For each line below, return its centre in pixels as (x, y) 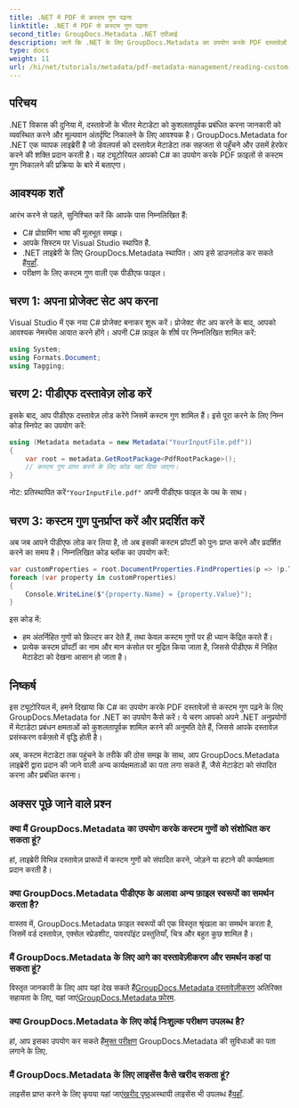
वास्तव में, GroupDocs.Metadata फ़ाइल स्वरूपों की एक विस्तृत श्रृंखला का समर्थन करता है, (141, 924)
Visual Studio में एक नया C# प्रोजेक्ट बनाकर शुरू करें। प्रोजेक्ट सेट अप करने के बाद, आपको (142, 322)
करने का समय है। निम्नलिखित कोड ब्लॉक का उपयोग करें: (89, 552)
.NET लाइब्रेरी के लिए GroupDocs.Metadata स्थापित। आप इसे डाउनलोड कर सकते (148, 253)
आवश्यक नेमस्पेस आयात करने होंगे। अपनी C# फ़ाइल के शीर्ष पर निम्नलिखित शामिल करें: (133, 333)
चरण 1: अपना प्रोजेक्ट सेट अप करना (84, 301)
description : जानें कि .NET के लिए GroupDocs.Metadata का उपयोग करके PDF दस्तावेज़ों (148, 42)
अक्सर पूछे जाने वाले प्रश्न (60, 804)
